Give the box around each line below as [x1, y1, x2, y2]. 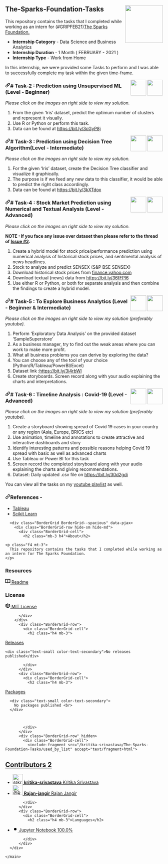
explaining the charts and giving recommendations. [12, 466, 118, 472]
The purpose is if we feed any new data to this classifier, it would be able [12, 176, 163, 182]
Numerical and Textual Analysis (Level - [5, 206, 104, 213]
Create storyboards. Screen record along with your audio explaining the [12, 373, 160, 379]
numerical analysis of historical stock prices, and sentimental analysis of [12, 253, 162, 259]
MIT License [11, 604, 37, 610]
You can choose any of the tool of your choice [12, 357, 108, 363]
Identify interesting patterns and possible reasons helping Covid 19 [12, 445, 150, 451]
